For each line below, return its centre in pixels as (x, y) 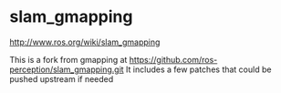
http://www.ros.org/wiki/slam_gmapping (85, 42)
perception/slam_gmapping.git (67, 69)
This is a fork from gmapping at (68, 59)
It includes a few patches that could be (199, 69)
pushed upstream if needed (62, 78)
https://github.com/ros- (173, 59)
